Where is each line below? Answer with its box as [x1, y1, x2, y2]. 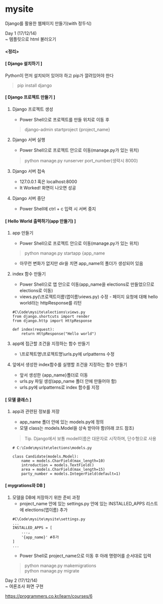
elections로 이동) [19, 288, 53, 294]
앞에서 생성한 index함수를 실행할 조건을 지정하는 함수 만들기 [12, 362, 128, 368]
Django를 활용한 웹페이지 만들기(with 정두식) [5, 20, 92, 26]
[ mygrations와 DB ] [5, 482, 46, 488]
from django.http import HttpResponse [12, 318, 92, 324]
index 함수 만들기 [12, 271, 46, 277]
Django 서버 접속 [12, 168, 45, 174]
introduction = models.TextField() [21, 463, 95, 468]
